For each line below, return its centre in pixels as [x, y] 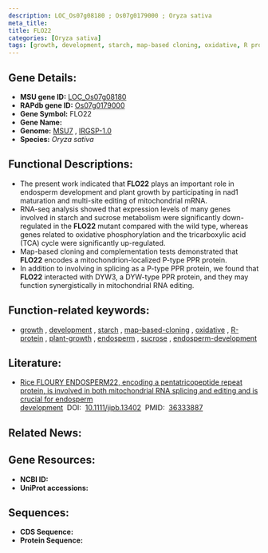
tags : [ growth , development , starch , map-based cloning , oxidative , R [128, 45]
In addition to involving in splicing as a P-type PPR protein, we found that [139, 268]
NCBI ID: [34, 479]
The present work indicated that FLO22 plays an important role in [127, 184]
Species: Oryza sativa [57, 139]
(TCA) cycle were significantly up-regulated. [93, 243]
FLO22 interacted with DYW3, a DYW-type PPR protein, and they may [134, 277]
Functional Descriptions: [71, 164]
